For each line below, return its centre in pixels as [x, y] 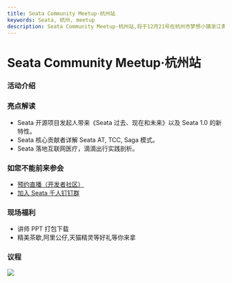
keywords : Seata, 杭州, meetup [51, 20]
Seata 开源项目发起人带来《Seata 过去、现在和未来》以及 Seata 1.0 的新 [119, 122]
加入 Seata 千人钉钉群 [48, 193]
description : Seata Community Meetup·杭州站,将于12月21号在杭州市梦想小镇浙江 [114, 26]
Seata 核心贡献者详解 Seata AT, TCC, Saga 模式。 [88, 139]
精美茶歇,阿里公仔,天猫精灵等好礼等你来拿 [76, 237]
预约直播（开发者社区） [50, 184]
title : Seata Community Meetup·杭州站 [61, 13]
